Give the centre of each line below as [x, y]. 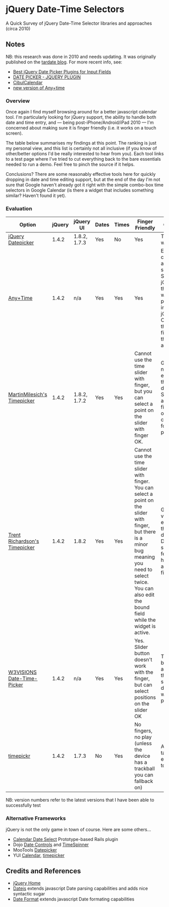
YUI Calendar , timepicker [39, 855]
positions [145, 697]
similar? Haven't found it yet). [36, 196]
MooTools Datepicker [35, 850]
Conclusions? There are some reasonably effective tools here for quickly [81, 174]
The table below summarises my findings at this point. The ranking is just [81, 143]
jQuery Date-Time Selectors [65, 9]
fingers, [143, 731]
